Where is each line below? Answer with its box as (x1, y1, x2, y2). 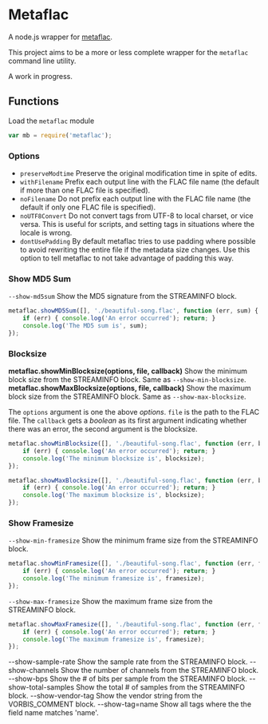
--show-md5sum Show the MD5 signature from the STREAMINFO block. (8, 292, 238, 301)
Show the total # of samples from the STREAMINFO (75, 682, 246, 692)
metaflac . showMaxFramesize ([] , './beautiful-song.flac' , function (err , (8, 620, 255, 628)
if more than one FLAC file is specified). (19, 185, 151, 195)
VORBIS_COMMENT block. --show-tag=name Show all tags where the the (8, 699, 252, 709)
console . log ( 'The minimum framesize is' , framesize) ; (22, 575, 205, 583)
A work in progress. (8, 71, 73, 81)
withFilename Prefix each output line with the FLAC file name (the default (19, 177, 259, 186)
